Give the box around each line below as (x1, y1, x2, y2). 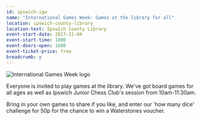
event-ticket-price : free (6, 48, 71, 55)
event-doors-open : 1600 (6, 43, 67, 49)
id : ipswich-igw (6, 8, 47, 15)
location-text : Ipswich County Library (6, 25, 107, 32)
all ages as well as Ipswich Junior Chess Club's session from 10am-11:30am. (6, 88, 197, 96)
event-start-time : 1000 (6, 37, 67, 43)
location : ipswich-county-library (6, 20, 94, 26)
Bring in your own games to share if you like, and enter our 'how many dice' (6, 101, 195, 108)
